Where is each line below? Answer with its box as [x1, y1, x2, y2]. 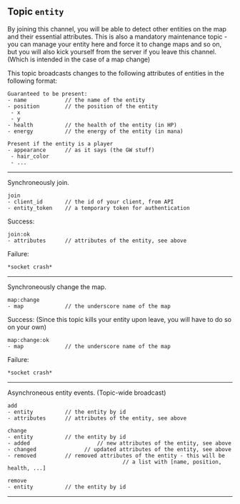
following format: [7, 76, 58, 85]
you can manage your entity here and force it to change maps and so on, [7, 39, 222, 49]
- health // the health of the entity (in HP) [7, 121, 177, 128]
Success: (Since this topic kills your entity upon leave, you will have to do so [7, 315, 232, 323]
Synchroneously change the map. [7, 282, 107, 291]
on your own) [7, 323, 47, 331]
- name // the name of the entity [7, 96, 145, 104]
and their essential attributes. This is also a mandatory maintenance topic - [7, 32, 227, 41]
